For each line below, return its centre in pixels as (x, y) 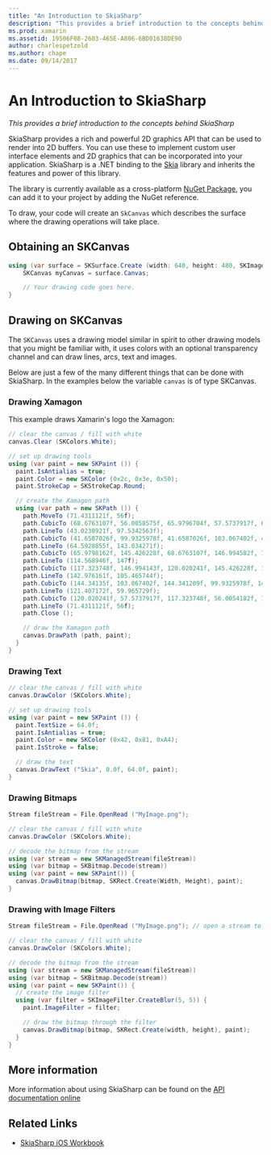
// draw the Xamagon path (67, 628)
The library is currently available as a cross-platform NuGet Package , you (130, 188)
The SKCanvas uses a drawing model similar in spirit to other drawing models (134, 339)
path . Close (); (48, 613)
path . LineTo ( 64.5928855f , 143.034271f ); (93, 546)
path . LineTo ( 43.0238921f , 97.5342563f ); (93, 531)
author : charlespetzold (48, 46)
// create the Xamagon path (63, 501)
